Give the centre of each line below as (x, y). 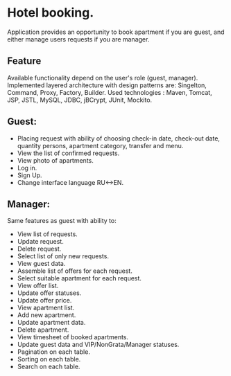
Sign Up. (29, 175)
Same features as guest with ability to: (62, 221)
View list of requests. (47, 234)
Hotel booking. (51, 13)
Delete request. (39, 249)
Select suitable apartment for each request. (79, 278)
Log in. (27, 168)
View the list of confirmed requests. (68, 153)
